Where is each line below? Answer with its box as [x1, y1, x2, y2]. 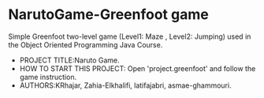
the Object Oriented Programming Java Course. [8, 40, 163, 49]
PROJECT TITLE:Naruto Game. [19, 55, 120, 65]
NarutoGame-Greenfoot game [8, 6, 209, 24]
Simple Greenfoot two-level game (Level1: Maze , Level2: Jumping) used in [8, 32, 251, 41]
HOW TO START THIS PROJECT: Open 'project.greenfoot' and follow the [19, 63, 256, 73]
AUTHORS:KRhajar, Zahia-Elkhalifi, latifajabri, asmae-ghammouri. [19, 81, 232, 90]
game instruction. [19, 72, 77, 81]
